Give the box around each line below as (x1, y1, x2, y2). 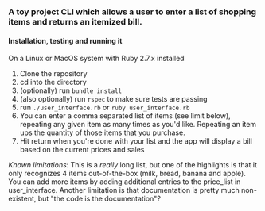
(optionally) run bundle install (19, 86, 122, 95)
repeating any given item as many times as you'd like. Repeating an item (19, 120, 257, 129)
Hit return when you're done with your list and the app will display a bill (19, 136, 253, 146)
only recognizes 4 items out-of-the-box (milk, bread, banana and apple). (8, 169, 247, 178)
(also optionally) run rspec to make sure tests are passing (19, 94, 208, 104)
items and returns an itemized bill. (8, 16, 143, 27)
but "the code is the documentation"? (37, 194, 162, 204)
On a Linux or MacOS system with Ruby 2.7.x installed (8, 54, 185, 63)
